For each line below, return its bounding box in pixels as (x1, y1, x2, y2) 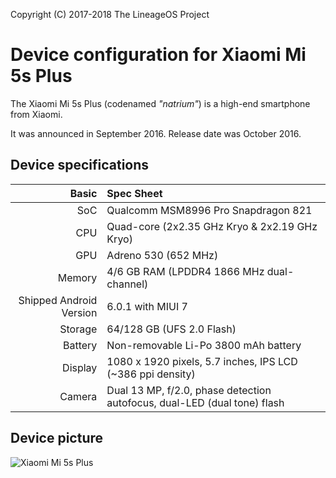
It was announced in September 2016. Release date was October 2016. (10, 127, 302, 139)
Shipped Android (18, 293, 98, 307)
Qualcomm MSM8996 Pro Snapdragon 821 (106, 203, 313, 217)
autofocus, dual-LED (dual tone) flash (106, 395, 285, 409)
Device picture (10, 430, 104, 447)
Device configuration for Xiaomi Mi (10, 44, 307, 66)
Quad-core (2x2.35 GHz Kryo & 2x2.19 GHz (106, 219, 318, 233)
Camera (59, 389, 98, 403)
